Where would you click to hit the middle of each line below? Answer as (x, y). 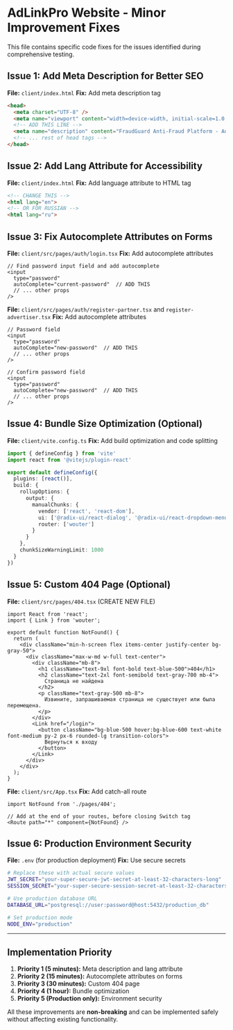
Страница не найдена (74, 681)
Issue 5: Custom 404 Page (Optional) (89, 585)
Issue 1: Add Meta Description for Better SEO (105, 76)
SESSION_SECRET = (31, 886)
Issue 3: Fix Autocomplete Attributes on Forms (110, 237)
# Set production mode (40, 917)
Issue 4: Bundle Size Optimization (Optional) (105, 424)
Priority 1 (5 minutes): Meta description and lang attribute (100, 969)
